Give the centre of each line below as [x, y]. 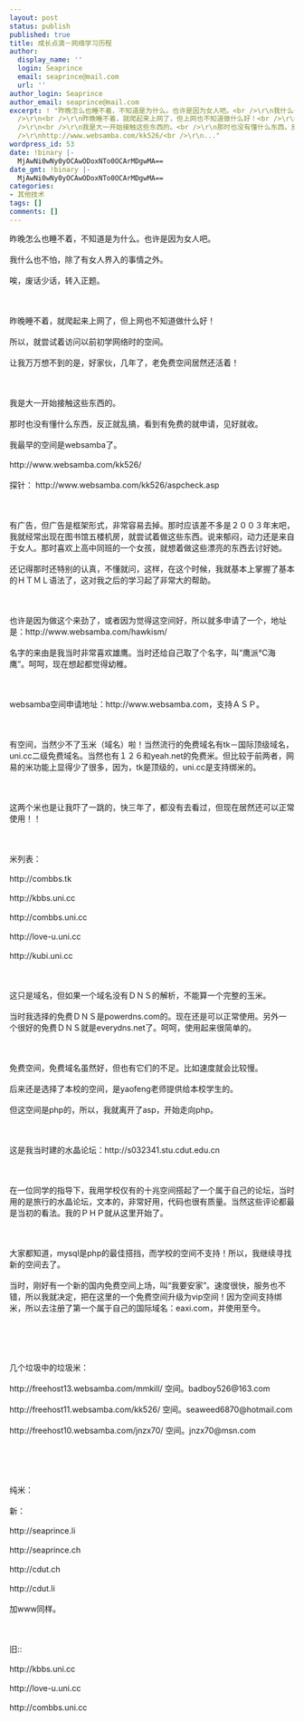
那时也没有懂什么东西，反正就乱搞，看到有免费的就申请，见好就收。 [136, 423]
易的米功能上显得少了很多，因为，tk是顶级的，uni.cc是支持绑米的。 [135, 767]
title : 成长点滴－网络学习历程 [61, 43]
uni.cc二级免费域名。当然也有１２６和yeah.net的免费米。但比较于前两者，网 [152, 755]
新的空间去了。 [37, 1264]
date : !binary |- [42, 152]
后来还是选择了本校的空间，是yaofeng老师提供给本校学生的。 [123, 1088]
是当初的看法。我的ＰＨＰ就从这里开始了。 [89, 1213]
